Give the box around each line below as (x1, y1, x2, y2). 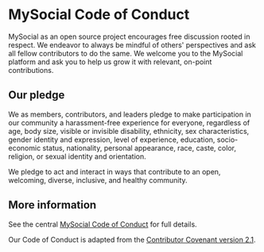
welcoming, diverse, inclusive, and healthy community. (8, 175, 188, 185)
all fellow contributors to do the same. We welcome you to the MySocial (8, 48, 243, 58)
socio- (216, 135, 239, 144)
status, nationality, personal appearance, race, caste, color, (42, 143, 237, 152)
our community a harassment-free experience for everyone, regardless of (8, 117, 250, 128)
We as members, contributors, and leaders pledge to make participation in (8, 109, 252, 119)
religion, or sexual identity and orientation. (8, 151, 147, 161)
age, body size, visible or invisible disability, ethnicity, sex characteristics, (8, 126, 250, 136)
